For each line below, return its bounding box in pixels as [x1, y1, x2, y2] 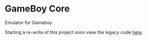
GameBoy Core [5, 3, 70, 14]
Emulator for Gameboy [5, 19, 52, 25]
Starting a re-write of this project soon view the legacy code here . [5, 29, 143, 35]
